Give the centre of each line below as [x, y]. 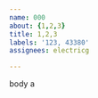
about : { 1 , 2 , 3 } [37, 26]
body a [22, 84]
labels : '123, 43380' [49, 42]
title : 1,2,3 [33, 34]
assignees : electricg [49, 51]
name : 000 [28, 17]
